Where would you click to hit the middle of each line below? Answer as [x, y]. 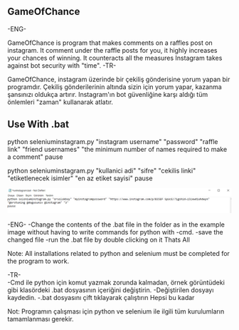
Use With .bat [38, 124]
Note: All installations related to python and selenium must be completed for [118, 254]
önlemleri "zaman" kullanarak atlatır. [60, 102]
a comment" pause [35, 157]
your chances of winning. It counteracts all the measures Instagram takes [115, 58]
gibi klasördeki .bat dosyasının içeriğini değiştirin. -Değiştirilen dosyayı [111, 290]
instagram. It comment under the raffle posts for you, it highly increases [113, 50]
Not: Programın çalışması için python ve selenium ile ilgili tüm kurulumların [116, 311]
